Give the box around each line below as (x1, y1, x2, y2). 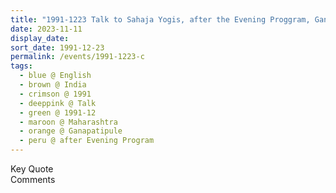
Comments (10, 174, 56, 185)
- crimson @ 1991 (19, 89, 92, 99)
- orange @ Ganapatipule (19, 126, 123, 136)
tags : (10, 61, 33, 71)
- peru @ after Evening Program (19, 136, 155, 146)
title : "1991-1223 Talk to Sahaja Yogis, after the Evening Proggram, (10, 14, 311, 25)
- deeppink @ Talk (19, 98, 97, 108)
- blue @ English (19, 71, 92, 81)
